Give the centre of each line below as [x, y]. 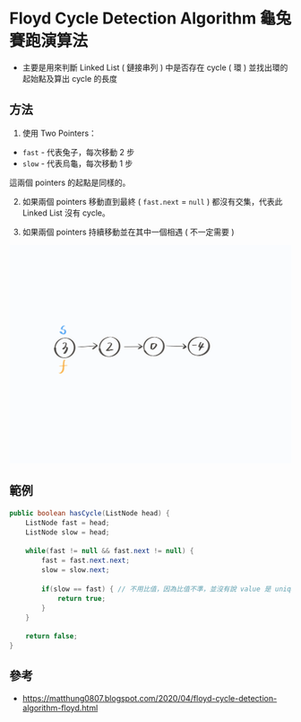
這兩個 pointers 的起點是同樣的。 [70, 182]
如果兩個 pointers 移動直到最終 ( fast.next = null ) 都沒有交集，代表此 [152, 201]
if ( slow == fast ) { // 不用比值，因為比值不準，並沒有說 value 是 [156, 589]
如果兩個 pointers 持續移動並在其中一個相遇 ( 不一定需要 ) [128, 232]
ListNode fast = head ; [68, 523]
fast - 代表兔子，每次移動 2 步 [78, 152]
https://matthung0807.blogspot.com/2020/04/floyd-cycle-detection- [150, 698]
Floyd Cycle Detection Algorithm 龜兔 [150, 18]
